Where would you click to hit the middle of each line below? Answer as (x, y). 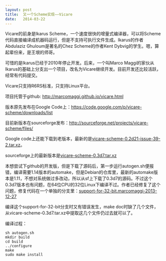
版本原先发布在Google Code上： (38, 107)
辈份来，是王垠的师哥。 (33, 52)
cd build (14, 242)
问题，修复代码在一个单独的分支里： (42, 191)
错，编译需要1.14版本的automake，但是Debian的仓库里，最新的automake (79, 173)
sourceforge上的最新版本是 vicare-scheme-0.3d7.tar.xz (61, 156)
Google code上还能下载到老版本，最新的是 (49, 139)
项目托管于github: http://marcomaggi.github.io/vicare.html (64, 96)
